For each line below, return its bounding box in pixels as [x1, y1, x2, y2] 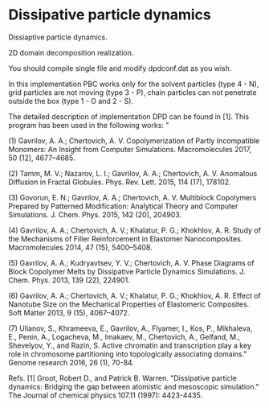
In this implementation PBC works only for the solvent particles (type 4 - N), [8, 79, 259, 89]
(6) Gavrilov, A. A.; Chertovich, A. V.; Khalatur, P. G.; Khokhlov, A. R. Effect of [8, 291, 261, 300]
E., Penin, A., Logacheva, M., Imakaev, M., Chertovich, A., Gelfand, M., [8, 332, 241, 341]
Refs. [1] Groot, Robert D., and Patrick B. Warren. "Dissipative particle [8, 373, 237, 383]
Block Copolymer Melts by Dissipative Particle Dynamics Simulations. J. [8, 266, 246, 276]
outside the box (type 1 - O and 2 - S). [8, 96, 134, 105]
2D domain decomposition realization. [8, 47, 134, 57]
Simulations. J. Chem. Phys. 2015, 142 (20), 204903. [8, 209, 182, 219]
